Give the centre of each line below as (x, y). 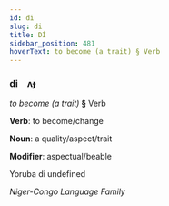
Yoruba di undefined (48, 174)
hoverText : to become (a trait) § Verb (85, 52)
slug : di (26, 26)
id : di (22, 18)
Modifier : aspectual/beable (60, 157)
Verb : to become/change (57, 121)
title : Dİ (28, 35)
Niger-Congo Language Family (67, 191)
